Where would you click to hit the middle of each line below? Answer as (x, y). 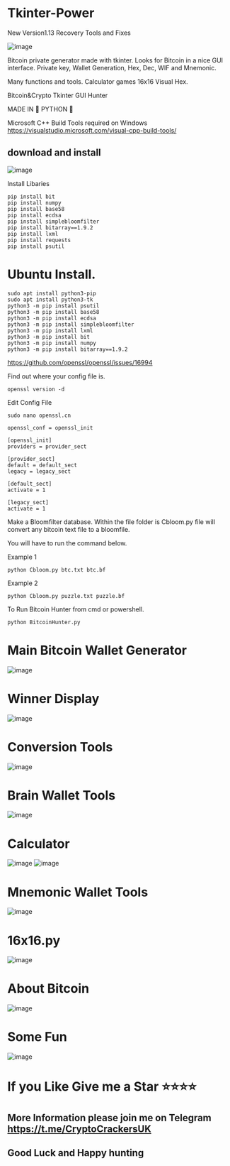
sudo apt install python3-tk (50, 300)
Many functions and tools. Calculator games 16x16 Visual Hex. (98, 81)
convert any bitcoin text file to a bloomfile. (69, 529)
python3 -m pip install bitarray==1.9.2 (68, 349)
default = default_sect (42, 465)
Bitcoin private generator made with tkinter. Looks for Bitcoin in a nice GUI (115, 60)
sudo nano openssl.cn (39, 415)
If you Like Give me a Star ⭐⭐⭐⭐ (102, 1087)
